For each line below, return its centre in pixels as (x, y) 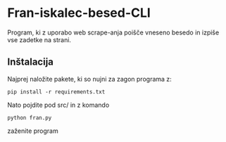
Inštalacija (31, 62)
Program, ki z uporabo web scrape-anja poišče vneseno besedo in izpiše (113, 32)
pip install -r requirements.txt (56, 92)
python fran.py (30, 117)
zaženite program (33, 131)
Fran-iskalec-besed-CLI (79, 13)
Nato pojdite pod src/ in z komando (58, 105)
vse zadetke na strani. (39, 39)
